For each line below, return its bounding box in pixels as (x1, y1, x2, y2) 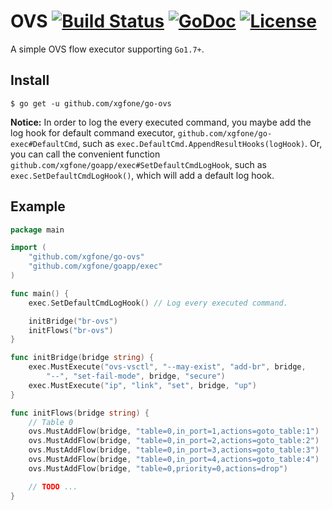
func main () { (10, 288, 70, 299)
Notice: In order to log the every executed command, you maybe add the (10, 116, 312, 128)
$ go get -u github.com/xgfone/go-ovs (10, 98, 172, 109)
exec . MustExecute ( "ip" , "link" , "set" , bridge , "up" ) (28, 380, 257, 390)
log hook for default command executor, (10, 126, 176, 139)
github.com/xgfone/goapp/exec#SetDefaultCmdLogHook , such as (10, 158, 267, 170)
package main (10, 225, 65, 235)
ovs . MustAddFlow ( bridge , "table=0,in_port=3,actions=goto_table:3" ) (28, 445, 320, 455)
